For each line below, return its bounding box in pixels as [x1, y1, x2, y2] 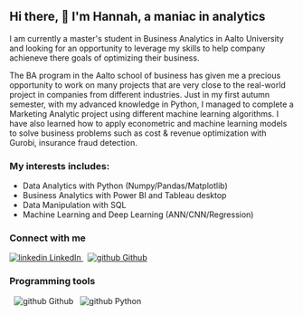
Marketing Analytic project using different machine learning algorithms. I [9, 108, 279, 119]
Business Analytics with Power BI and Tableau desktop [22, 190, 227, 201]
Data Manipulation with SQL [22, 200, 127, 211]
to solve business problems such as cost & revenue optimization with [9, 128, 267, 138]
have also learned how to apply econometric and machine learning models [9, 118, 288, 129]
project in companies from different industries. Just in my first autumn [9, 89, 270, 100]
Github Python [48, 295, 142, 306]
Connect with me [9, 232, 86, 244]
